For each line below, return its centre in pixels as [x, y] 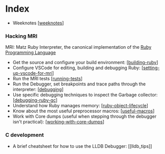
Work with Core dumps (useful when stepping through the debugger [85, 116]
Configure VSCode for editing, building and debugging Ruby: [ [78, 68]
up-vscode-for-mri [32, 73]
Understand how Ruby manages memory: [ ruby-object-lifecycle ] [80, 106]
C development [25, 135]
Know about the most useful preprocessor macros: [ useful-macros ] [84, 111]
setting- [152, 68]
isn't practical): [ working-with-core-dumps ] [58, 122]
